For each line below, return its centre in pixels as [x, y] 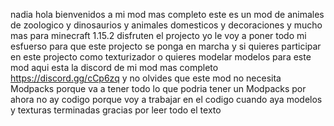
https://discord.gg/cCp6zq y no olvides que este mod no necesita [146, 78]
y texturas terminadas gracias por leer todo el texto [116, 110]
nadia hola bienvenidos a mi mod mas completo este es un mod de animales [167, 14]
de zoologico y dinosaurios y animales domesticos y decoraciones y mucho [166, 25]
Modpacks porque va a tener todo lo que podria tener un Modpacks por [158, 88]
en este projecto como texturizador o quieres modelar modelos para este [161, 57]
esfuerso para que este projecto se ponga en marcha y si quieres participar [166, 46]
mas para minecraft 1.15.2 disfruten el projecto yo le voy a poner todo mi [158, 35]
